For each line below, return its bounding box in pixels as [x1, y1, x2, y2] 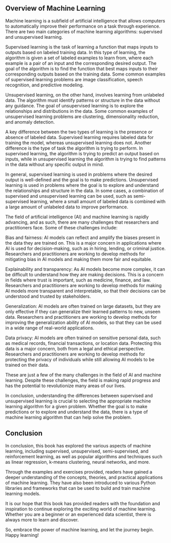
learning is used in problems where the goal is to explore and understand [5, 182, 159, 188]
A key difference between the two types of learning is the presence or [5, 129, 153, 135]
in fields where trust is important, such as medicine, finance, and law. [5, 277, 151, 283]
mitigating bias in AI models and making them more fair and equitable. [5, 256, 152, 262]
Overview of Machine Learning [5, 4, 106, 13]
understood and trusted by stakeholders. [5, 293, 91, 299]
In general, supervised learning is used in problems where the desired [5, 171, 153, 177]
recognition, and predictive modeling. [5, 82, 84, 88]
